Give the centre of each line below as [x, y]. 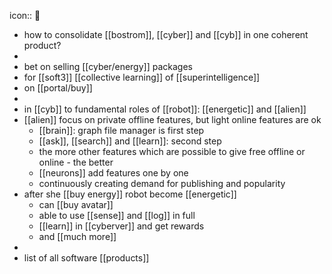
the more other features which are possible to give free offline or [172, 151]
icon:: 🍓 [25, 15]
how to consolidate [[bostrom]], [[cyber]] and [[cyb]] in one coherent [166, 34]
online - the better [76, 162]
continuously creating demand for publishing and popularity [162, 183]
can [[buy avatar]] [76, 204]
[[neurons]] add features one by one [113, 173]
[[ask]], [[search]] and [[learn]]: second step [130, 141]
